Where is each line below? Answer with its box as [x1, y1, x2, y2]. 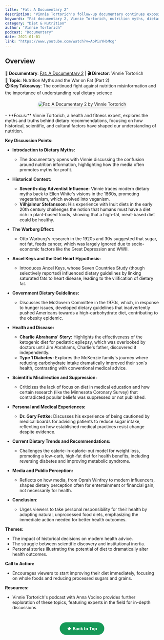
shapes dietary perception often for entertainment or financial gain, [19, 482, 155, 488]
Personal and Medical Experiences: [12, 404, 86, 410]
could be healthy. [19, 217, 55, 223]
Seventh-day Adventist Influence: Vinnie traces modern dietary [19, 186, 150, 191]
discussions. [12, 604, 38, 610]
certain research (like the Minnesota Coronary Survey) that [19, 389, 138, 395]
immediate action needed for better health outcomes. [19, 516, 127, 522]
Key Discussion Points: [5, 137, 53, 143]
